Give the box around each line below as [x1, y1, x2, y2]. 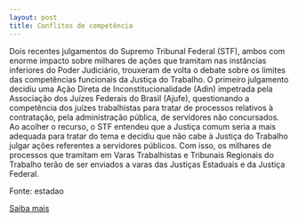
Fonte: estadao [9, 186, 64, 196]
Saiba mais [9, 202, 50, 213]
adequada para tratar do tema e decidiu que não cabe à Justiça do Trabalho [9, 131, 289, 141]
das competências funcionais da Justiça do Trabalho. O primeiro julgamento [9, 74, 289, 84]
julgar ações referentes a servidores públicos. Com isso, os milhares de [9, 139, 272, 151]
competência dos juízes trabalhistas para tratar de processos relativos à [9, 102, 274, 113]
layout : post [9, 12, 58, 22]
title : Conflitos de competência [9, 21, 133, 30]
